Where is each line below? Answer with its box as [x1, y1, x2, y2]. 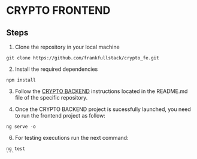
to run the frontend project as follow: [14, 112, 106, 119]
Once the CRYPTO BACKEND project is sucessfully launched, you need [14, 106, 192, 113]
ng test [6, 146, 26, 152]
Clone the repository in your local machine [14, 43, 120, 50]
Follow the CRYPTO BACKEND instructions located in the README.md [14, 88, 188, 95]
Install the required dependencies [14, 65, 98, 73]
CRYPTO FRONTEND [6, 4, 111, 17]
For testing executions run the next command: [14, 134, 129, 141]
